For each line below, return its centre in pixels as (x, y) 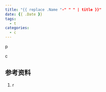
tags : (11, 19)
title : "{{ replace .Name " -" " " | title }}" (53, 10)
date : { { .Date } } (24, 14)
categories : (17, 28)
